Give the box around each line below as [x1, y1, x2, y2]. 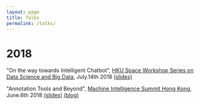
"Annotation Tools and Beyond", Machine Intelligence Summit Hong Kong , [6, 85, 192, 92]
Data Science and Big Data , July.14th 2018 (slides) [6, 73, 133, 81]
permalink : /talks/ [6, 20, 56, 26]
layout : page [6, 9, 40, 15]
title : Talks [6, 15, 40, 21]
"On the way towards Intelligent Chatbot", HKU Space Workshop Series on [6, 67, 194, 74]
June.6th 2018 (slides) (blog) [6, 92, 80, 99]
